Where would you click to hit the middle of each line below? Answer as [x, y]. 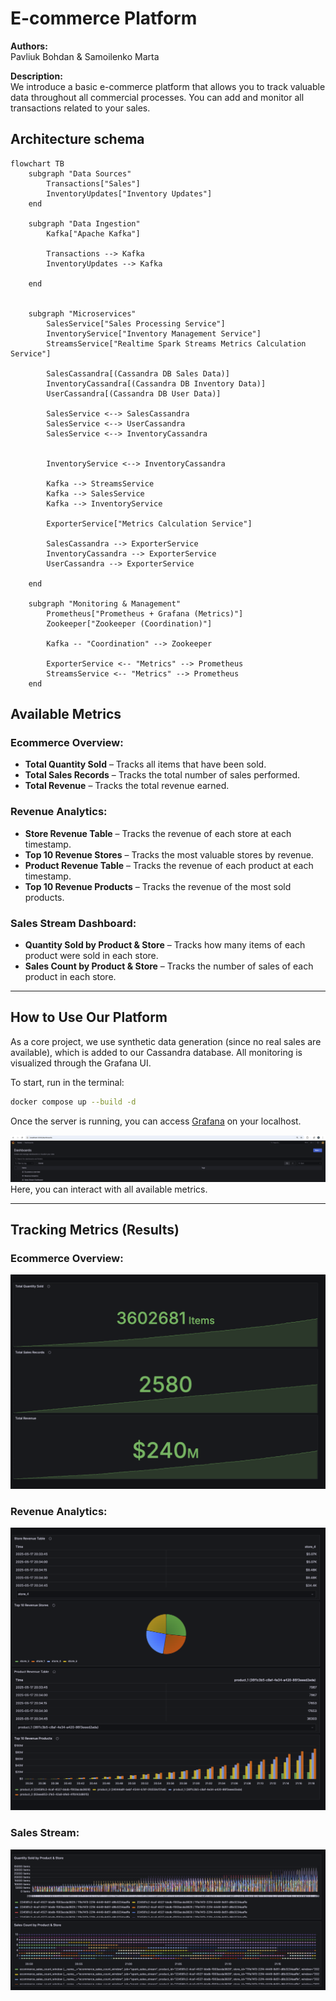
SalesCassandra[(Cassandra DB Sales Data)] [138, 373]
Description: [36, 76]
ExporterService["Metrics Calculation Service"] [149, 523]
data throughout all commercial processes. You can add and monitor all [157, 97]
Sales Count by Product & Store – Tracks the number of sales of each [169, 966]
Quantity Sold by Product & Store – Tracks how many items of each [165, 945]
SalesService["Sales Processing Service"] [136, 323]
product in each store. [70, 977]
